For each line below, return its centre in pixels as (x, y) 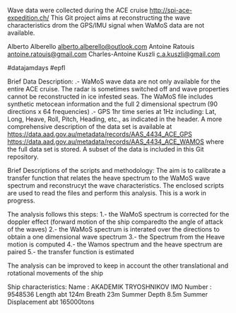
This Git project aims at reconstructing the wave (120, 18)
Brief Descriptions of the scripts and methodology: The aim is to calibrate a (117, 170)
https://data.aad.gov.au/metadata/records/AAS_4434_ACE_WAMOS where (116, 142)
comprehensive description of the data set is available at (90, 126)
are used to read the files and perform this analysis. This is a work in (107, 193)
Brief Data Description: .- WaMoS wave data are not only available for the (114, 81)
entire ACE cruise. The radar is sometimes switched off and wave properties (118, 89)
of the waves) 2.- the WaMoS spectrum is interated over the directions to (114, 229)
